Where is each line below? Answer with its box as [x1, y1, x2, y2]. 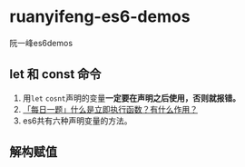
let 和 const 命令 [9, 66, 102, 83]
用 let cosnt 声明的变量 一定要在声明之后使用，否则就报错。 [22, 93, 241, 103]
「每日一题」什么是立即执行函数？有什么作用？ [22, 103, 198, 114]
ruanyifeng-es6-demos [9, 6, 191, 27]
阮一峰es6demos [9, 37, 73, 48]
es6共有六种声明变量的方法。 [22, 115, 133, 126]
